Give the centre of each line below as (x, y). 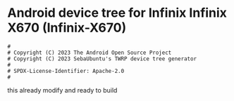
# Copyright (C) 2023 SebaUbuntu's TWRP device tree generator (102, 59)
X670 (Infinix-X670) (67, 28)
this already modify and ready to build (62, 90)
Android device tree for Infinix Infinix (117, 13)
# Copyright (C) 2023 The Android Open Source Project (90, 53)
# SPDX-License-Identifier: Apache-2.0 (66, 71)
